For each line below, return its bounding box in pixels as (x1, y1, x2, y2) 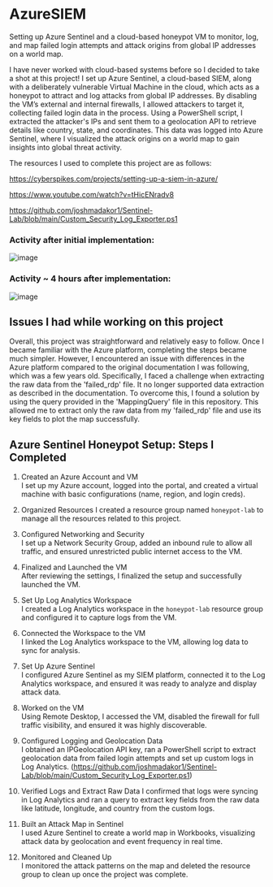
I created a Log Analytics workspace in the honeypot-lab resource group (20, 604, 263, 614)
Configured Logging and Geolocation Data (20, 736, 163, 746)
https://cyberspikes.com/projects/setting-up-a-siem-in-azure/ (9, 174, 219, 184)
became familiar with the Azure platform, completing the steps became (9, 345, 247, 355)
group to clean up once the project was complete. (20, 870, 188, 880)
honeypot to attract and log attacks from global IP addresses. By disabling (9, 90, 258, 100)
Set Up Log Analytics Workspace (20, 595, 132, 605)
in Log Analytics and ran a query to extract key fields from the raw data (20, 795, 260, 805)
